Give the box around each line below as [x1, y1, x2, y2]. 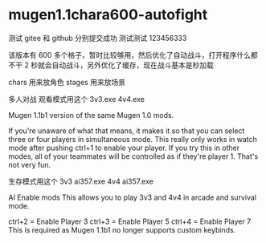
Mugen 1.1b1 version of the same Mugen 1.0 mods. [8, 110, 174, 119]
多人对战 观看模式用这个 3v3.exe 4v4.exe [8, 94, 145, 103]
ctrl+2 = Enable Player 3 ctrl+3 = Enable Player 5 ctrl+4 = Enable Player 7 [8, 217, 252, 226]
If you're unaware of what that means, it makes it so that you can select [8, 126, 245, 136]
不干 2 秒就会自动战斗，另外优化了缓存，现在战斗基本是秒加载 [8, 60, 215, 70]
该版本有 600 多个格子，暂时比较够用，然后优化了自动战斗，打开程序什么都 [8, 50, 259, 59]
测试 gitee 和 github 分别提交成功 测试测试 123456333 [8, 33, 187, 43]
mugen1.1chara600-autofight [8, 6, 208, 24]
